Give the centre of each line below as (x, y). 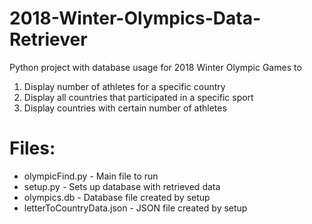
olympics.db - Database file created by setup (117, 197)
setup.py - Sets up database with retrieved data (122, 186)
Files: (32, 148)
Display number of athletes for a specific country (124, 86)
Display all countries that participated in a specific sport (138, 97)
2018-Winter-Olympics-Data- (135, 18)
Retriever (48, 39)
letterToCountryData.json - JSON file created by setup (135, 208)
